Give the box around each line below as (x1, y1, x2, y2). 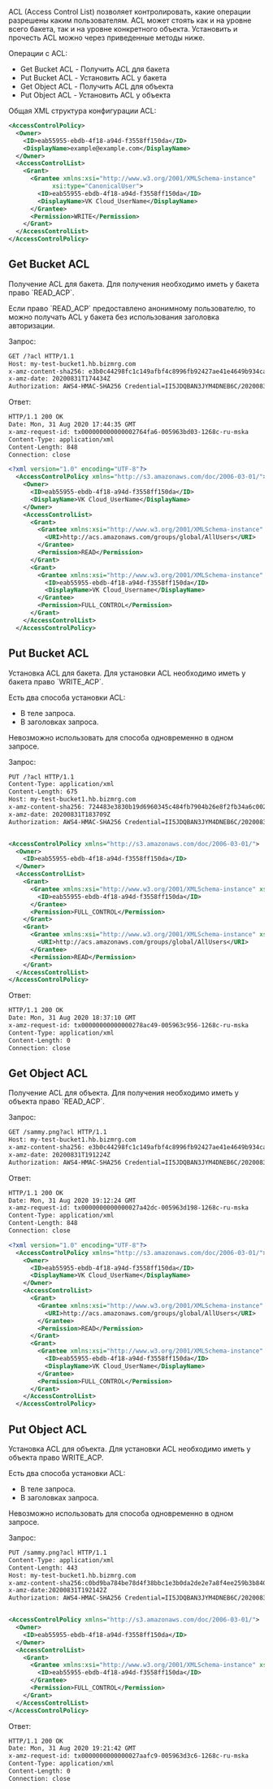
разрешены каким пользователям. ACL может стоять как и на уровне (8, 15, 252, 25)
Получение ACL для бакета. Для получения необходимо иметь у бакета (8, 279, 260, 289)
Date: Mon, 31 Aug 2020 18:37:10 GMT (8, 1014, 136, 1023)
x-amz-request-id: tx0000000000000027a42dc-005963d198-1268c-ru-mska (8, 1204, 249, 1212)
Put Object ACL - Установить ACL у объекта (19, 90, 171, 100)
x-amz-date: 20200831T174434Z (8, 375, 111, 383)
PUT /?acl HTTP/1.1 (8, 772, 75, 781)
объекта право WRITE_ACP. (8, 1452, 104, 1462)
